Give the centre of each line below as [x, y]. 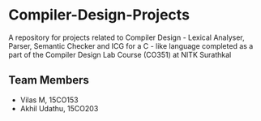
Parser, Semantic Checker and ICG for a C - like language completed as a [131, 45]
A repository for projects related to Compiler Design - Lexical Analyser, [126, 37]
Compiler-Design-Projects [99, 15]
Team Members [49, 80]
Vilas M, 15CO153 [49, 100]
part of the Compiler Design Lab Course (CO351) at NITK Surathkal [120, 54]
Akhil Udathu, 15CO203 [59, 108]
